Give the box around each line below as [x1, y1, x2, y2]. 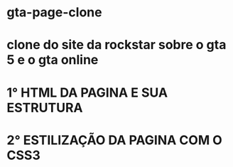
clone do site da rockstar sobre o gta [6, 37, 227, 53]
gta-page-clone [6, 4, 102, 21]
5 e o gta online [6, 52, 99, 68]
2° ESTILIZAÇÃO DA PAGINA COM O [6, 132, 223, 148]
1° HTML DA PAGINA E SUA [6, 85, 168, 100]
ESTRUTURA [6, 99, 83, 116]
